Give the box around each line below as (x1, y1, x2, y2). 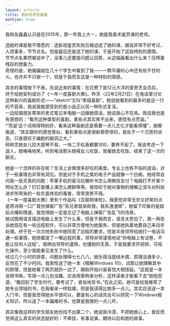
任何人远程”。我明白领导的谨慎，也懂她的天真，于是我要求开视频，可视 (14, 241, 163, 247)
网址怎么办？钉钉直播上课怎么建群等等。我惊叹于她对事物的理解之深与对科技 (5, 184, 165, 190)
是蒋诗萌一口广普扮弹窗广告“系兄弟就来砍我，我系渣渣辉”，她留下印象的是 (5, 203, 160, 209)
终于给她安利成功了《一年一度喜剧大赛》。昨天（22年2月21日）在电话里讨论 (5, 91, 162, 97)
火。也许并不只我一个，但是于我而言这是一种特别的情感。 (5, 74, 125, 80)
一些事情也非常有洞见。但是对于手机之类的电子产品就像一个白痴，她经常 (9, 171, 160, 177)
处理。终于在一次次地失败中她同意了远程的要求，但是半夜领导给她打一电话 (5, 229, 160, 235)
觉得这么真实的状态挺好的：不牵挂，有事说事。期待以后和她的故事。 (5, 315, 147, 321)
